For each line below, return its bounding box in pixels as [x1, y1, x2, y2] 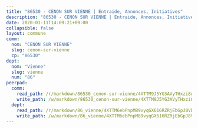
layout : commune [6, 31, 46, 37]
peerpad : [6, 80, 28, 86]
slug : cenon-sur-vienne [11, 47, 70, 53]
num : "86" [11, 74, 35, 80]
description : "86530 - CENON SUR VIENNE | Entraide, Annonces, [6, 14, 165, 20]
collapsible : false [6, 25, 54, 31]
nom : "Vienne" [11, 63, 46, 70]
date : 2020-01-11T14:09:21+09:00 [6, 19, 88, 25]
